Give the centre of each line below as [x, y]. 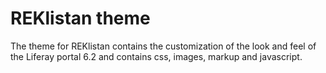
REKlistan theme [80, 18]
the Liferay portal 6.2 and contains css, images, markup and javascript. [156, 56]
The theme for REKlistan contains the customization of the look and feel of [163, 46]
